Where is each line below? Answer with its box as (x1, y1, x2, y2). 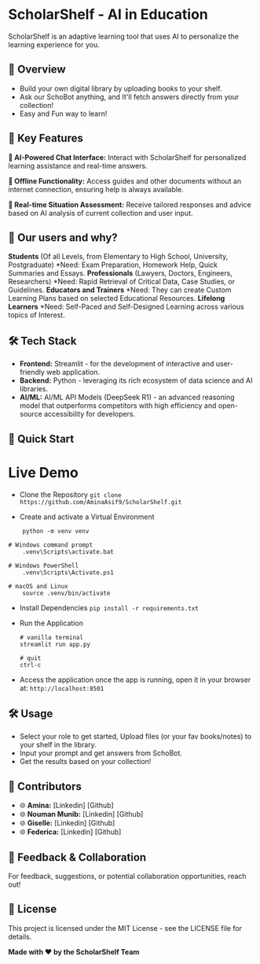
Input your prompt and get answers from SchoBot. (19, 748, 183, 758)
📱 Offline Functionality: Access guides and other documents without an (8, 176, 242, 186)
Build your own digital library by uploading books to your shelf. (19, 83, 222, 93)
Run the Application (19, 618, 84, 628)
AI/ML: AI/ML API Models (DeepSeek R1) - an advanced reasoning (19, 392, 235, 402)
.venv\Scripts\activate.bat (22, 547, 114, 556)
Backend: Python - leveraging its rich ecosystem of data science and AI (19, 376, 253, 385)
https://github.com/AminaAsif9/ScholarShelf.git (19, 498, 182, 506)
